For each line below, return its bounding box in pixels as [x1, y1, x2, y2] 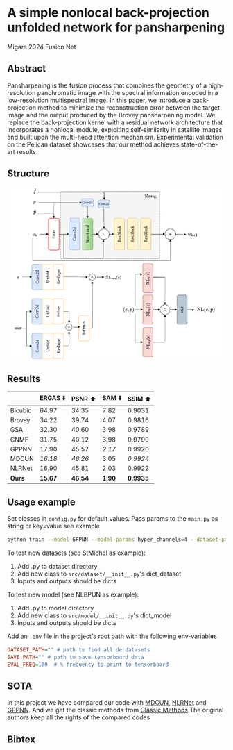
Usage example [7, 496, 76, 508]
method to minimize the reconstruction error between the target [37, 103, 220, 112]
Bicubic [10, 406, 32, 415]
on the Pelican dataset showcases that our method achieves [7, 140, 180, 149]
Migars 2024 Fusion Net [7, 42, 76, 51]
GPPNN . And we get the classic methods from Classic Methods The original [7, 706, 224, 715]
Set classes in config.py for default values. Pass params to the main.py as [7, 515, 218, 523]
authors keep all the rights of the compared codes [7, 713, 150, 722]
